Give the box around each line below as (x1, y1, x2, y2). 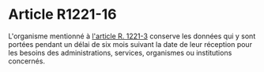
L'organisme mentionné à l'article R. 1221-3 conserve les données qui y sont (8, 31, 256, 41)
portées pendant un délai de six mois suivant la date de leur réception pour (8, 39, 253, 49)
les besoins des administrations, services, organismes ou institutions (8, 48, 232, 57)
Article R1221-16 (8, 5, 117, 23)
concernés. (8, 56, 46, 66)
